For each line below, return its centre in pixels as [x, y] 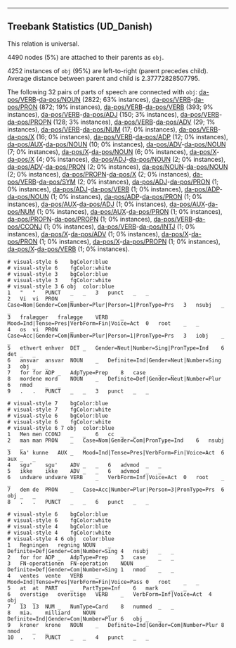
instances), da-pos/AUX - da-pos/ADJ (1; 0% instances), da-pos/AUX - [108, 204]
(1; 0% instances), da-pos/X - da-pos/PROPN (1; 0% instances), [130, 241]
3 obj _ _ [28, 367]
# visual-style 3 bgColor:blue [58, 274]
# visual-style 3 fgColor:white [59, 280]
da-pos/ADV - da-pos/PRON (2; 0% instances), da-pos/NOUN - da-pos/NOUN [118, 167]
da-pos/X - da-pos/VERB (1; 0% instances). [68, 249]
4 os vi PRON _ [40, 329]
